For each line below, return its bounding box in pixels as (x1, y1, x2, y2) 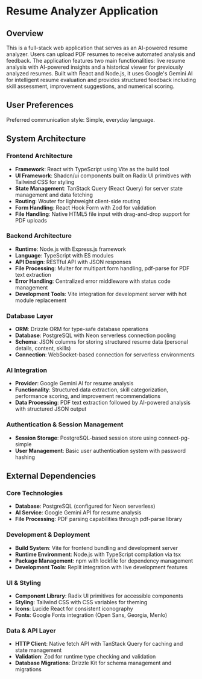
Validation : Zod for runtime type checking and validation (14, 653, 156, 660)
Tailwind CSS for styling (14, 178, 75, 185)
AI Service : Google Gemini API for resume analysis (14, 509, 142, 516)
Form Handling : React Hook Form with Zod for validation (14, 204, 156, 211)
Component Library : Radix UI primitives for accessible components (14, 592, 183, 599)
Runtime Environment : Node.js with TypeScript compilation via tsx (14, 551, 181, 558)
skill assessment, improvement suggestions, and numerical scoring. (6, 83, 175, 90)
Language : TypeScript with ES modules (14, 251, 114, 259)
